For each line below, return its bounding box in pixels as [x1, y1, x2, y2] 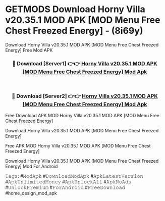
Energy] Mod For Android [5, 163, 58, 169]
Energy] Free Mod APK [5, 47, 53, 53]
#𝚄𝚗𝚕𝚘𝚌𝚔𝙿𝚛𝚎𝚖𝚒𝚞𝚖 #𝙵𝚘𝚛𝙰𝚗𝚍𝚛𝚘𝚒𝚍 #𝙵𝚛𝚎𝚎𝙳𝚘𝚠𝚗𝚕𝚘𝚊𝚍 [5, 184, 125, 190]
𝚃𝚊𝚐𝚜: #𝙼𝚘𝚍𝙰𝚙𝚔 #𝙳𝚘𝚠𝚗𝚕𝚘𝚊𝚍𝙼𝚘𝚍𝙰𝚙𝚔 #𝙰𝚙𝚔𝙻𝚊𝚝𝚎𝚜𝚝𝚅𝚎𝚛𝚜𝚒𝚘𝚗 [5, 173, 144, 179]
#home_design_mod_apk [5, 190, 57, 196]
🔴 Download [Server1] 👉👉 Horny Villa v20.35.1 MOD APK [12, 60, 157, 67]
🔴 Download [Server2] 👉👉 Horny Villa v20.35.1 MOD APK [12, 92, 158, 99]
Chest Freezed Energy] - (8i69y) [5, 25, 143, 36]
